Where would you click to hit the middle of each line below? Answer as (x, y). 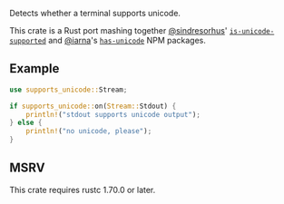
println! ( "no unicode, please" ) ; (89, 131)
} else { (26, 123)
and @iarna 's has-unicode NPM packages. (127, 40)
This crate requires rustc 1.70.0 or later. (83, 189)
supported (28, 41)
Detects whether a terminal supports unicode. (95, 13)
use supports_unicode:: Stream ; (69, 90)
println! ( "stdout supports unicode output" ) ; (113, 114)
